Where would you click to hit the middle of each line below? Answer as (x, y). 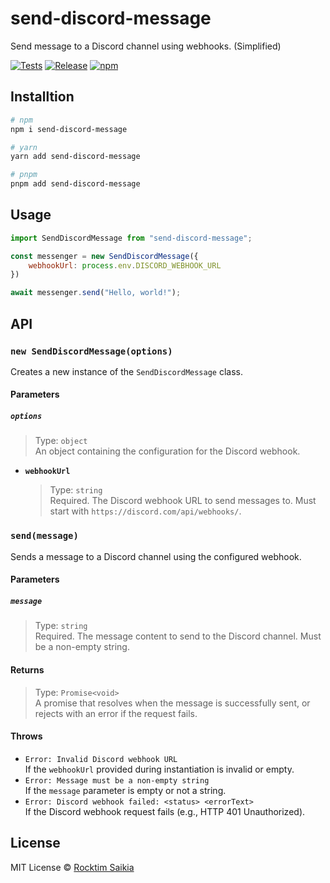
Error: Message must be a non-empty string (117, 780)
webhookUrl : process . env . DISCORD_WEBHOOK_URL (125, 265)
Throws (26, 736)
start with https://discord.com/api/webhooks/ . (145, 511)
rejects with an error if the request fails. (116, 713)
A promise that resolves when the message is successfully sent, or (172, 703)
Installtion (42, 97)
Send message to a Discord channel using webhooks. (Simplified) (146, 46)
